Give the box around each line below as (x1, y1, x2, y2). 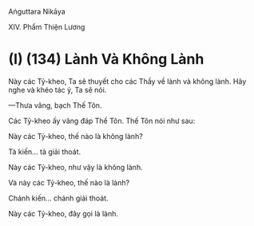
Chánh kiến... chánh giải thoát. (8, 193, 109, 203)
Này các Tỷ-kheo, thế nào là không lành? (8, 131, 144, 141)
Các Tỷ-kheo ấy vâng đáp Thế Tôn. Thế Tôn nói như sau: (8, 116, 196, 125)
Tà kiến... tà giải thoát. (8, 147, 81, 157)
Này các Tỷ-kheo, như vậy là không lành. (8, 162, 143, 172)
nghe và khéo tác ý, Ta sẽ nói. (8, 85, 107, 94)
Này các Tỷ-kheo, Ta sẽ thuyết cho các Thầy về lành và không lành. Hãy (8, 76, 247, 86)
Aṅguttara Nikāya (8, 7, 65, 16)
